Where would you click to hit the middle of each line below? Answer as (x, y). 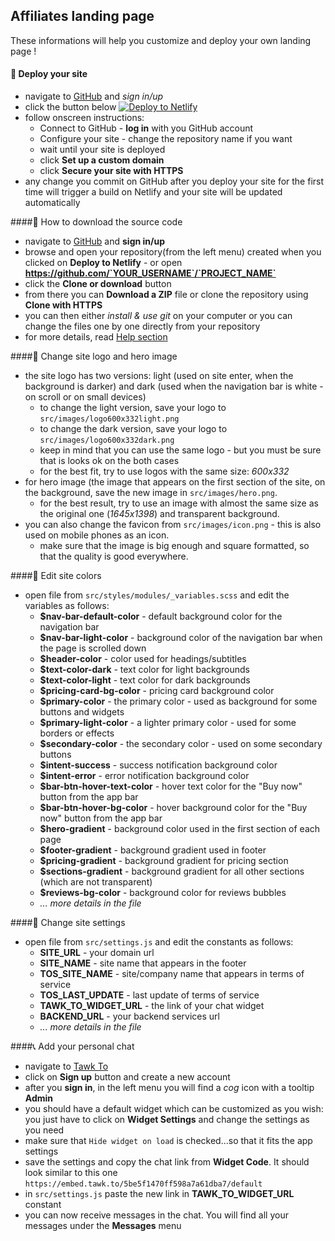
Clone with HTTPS (63, 305)
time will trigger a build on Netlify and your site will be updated (153, 192)
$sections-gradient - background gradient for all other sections (172, 871)
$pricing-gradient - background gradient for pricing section (164, 861)
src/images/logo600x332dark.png (107, 440)
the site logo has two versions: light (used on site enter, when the (159, 376)
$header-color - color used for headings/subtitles (143, 659)
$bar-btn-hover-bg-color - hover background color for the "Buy (173, 808)
